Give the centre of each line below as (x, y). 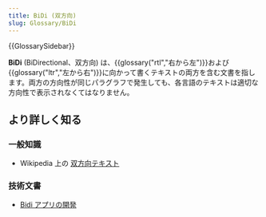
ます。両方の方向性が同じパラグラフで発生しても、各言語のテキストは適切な (133, 82)
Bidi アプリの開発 (48, 205)
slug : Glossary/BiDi (43, 23)
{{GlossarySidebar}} (42, 45)
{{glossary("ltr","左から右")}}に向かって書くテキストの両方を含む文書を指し (132, 72)
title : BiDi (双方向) (42, 16)
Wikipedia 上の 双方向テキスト (69, 164)
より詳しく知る (45, 119)
